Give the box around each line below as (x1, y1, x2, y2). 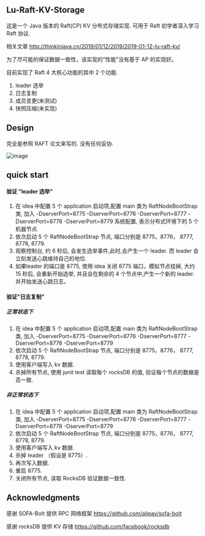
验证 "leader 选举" (6, 187, 53, 195)
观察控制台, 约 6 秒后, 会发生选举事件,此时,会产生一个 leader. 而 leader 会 (15, 247, 199, 255)
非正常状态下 (6, 391, 39, 399)
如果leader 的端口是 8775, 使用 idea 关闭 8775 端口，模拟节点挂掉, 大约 (15, 263, 195, 270)
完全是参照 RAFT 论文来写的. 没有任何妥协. (6, 140, 114, 147)
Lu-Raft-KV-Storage (6, 5, 85, 15)
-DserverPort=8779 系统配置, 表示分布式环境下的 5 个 (63, 217, 199, 225)
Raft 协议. (6, 29, 31, 37)
